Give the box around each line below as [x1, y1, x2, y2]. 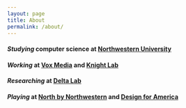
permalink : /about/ [7, 23, 64, 30]
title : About [7, 17, 45, 24]
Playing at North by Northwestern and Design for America [7, 92, 179, 101]
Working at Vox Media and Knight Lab [7, 61, 118, 69]
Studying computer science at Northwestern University [7, 45, 172, 53]
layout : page [7, 10, 45, 17]
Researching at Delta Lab [7, 77, 82, 85]
